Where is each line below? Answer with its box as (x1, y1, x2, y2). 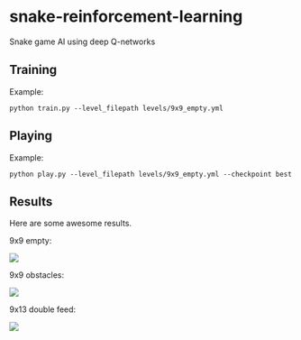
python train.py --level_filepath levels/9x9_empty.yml (9, 104, 223, 113)
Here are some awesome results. (9, 218, 132, 229)
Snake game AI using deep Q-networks (9, 36, 156, 47)
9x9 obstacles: (9, 270, 65, 280)
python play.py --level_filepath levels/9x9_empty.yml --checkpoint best (9, 170, 293, 179)
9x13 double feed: (9, 304, 77, 315)
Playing (9, 128, 52, 143)
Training (9, 62, 58, 78)
